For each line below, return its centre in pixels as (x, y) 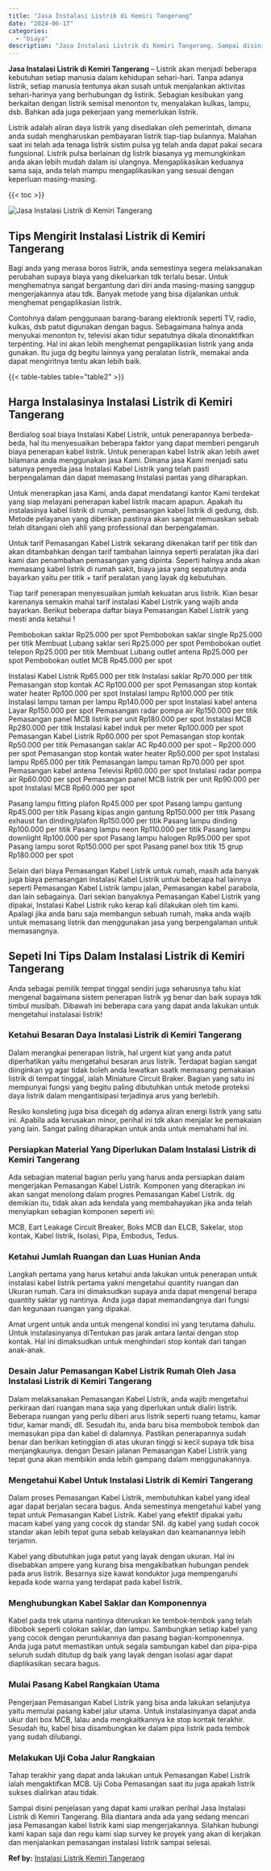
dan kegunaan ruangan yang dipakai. (70, 1309)
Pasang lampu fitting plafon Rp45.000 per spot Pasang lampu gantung (125, 803)
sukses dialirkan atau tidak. (54, 1792)
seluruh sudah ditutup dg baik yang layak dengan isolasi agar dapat (121, 1655)
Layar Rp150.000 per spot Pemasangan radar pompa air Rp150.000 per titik (133, 710)
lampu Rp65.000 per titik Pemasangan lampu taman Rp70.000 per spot (126, 762)
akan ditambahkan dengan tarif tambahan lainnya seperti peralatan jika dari (134, 552)
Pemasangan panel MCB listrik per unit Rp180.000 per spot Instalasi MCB (130, 719)
